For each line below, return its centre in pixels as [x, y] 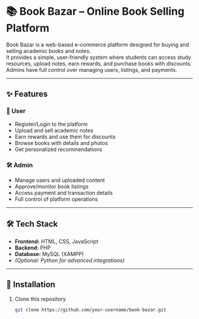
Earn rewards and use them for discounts [65, 137]
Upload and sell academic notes [54, 130]
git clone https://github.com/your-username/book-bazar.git [90, 309]
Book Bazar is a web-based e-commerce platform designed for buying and [98, 45]
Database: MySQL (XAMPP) [49, 254]
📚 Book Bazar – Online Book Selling [95, 12]
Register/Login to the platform [51, 124]
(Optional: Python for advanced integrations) [70, 260]
